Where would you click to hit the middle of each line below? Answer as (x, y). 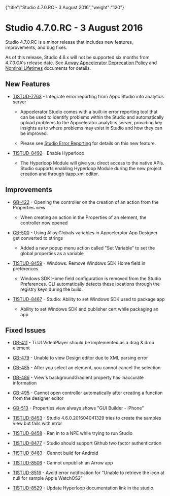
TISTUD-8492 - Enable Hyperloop (48, 153)
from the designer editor (38, 398)
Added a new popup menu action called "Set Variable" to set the (88, 248)
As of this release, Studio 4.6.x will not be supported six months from (77, 57)
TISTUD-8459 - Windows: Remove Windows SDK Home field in (79, 263)
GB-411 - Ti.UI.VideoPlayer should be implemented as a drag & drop (83, 343)
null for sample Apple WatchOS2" (47, 478)
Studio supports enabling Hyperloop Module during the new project (91, 168)
